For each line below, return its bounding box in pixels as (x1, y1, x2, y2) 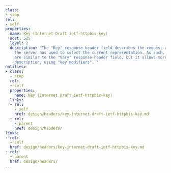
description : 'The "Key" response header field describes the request (10, 45, 163, 50)
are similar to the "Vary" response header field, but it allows (14, 54, 156, 60)
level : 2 (10, 41, 28, 46)
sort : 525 (10, 36, 31, 41)
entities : (5, 64, 26, 69)
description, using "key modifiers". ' (14, 60, 99, 65)
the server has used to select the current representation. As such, (14, 50, 165, 55)
